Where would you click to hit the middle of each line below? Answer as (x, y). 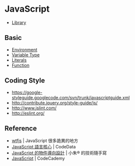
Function (21, 65)
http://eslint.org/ (28, 113)
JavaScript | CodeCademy (38, 158)
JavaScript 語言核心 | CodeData (44, 147)
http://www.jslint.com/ (34, 108)
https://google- (27, 92)
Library (19, 22)
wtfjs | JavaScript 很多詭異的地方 (45, 141)
